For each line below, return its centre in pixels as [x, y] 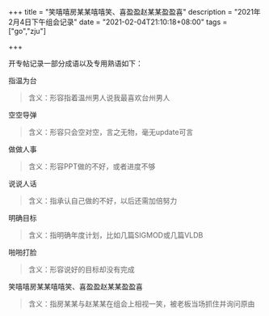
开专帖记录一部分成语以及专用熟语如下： [76, 63]
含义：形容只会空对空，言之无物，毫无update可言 [111, 132]
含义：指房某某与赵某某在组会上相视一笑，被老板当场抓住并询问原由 [141, 304]
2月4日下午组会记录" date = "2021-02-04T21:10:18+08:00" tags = [118, 22]
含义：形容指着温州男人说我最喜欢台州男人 [99, 98]
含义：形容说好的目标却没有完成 [81, 270]
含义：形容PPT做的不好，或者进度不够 [92, 166]
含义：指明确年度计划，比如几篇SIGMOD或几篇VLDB [116, 235]
